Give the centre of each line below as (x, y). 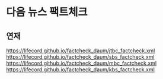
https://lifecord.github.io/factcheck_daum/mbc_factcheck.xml (81, 63)
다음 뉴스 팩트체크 (47, 12)
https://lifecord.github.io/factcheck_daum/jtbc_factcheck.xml (81, 50)
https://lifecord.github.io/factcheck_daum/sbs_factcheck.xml (81, 57)
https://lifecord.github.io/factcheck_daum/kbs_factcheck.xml (81, 69)
